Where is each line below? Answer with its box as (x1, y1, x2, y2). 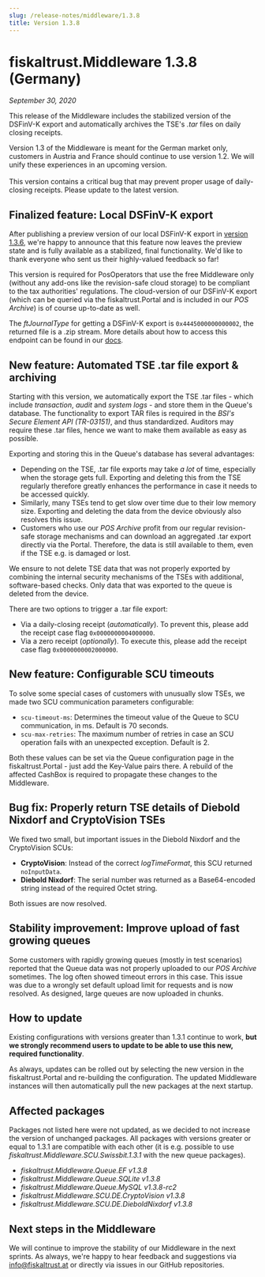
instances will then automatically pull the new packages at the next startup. (9, 1081, 253, 1091)
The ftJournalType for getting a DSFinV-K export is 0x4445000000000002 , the (9, 319, 255, 328)
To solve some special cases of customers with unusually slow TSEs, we (9, 689, 245, 698)
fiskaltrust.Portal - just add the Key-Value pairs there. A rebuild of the (9, 761, 233, 771)
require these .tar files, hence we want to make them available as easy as (9, 425, 247, 435)
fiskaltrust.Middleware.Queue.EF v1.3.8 (20, 1166, 148, 1175)
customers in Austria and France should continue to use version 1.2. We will (9, 152, 255, 161)
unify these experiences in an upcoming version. (9, 160, 168, 170)
